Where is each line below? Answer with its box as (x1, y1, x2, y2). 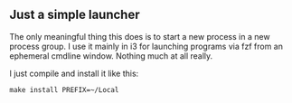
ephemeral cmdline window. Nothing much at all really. (9, 50, 213, 61)
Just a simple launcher (9, 7, 140, 23)
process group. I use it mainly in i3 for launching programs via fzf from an (9, 41, 283, 51)
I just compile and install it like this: (9, 68, 139, 79)
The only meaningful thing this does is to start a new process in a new (9, 31, 270, 42)
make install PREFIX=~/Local (9, 85, 119, 94)
